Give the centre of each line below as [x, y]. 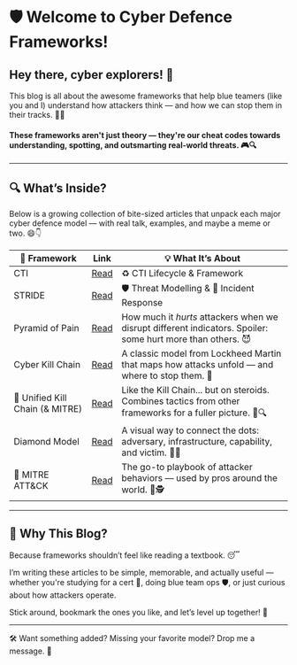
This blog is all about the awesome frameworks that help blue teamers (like [146, 96]
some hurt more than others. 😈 [187, 339]
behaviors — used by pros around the [200, 478]
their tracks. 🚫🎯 [37, 115]
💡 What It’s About [203, 259]
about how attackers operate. [63, 595]
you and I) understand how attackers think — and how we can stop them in [146, 105]
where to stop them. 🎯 [167, 375]
